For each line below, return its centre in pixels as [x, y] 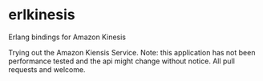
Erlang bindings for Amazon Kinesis [67, 37]
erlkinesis [42, 15]
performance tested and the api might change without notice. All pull [121, 61]
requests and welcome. [47, 69]
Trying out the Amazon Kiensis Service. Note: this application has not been [132, 52]
